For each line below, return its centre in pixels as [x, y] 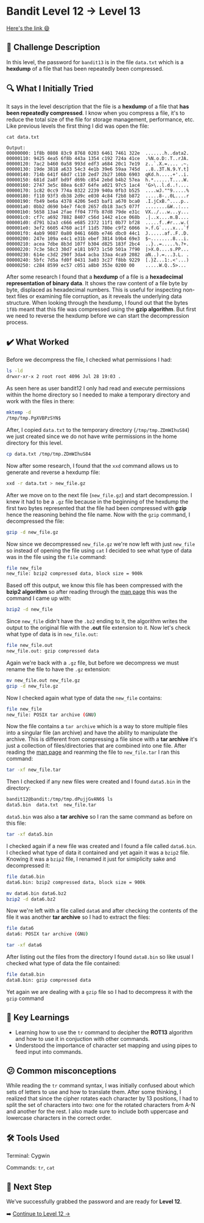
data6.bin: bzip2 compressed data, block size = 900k [76, 882]
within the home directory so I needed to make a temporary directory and [98, 395]
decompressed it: [28, 865]
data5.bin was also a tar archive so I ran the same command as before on [100, 816]
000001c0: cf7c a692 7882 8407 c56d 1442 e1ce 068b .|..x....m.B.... [98, 217]
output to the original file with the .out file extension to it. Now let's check [98, 628]
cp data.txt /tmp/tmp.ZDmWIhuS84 [49, 454]
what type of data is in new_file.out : [52, 634]
